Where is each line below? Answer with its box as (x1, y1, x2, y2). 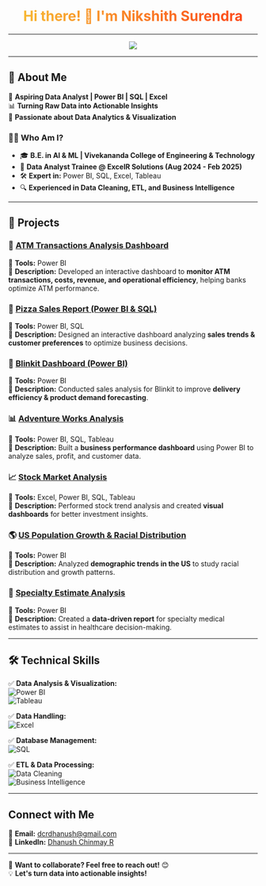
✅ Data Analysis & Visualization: (8, 679, 117, 688)
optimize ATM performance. (8, 283, 100, 293)
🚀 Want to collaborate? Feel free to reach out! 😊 (8, 861, 169, 870)
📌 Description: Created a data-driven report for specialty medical (8, 614, 225, 623)
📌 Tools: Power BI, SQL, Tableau (8, 434, 115, 444)
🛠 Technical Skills (8, 653, 101, 667)
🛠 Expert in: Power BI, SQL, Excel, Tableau (19, 171, 161, 181)
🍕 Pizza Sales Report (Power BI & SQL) (8, 303, 158, 314)
